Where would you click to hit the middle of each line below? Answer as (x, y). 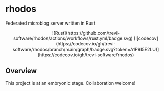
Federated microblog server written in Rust (50, 23)
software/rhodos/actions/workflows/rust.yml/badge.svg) (73, 38)
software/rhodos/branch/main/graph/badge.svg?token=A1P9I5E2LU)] (86, 49)
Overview (21, 71)
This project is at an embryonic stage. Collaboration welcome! (71, 83)
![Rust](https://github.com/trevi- (86, 33)
